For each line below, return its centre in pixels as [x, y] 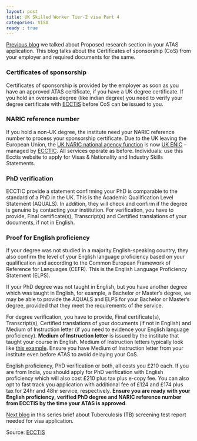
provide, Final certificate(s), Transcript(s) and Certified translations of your [96, 216]
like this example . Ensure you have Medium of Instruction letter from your [95, 348]
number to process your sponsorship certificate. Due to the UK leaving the [96, 138]
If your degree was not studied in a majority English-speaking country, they [97, 250]
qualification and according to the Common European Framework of [89, 263]
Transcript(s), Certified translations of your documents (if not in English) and [98, 323]
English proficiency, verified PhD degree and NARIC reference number [94, 397]
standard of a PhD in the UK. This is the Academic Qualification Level [90, 198]
